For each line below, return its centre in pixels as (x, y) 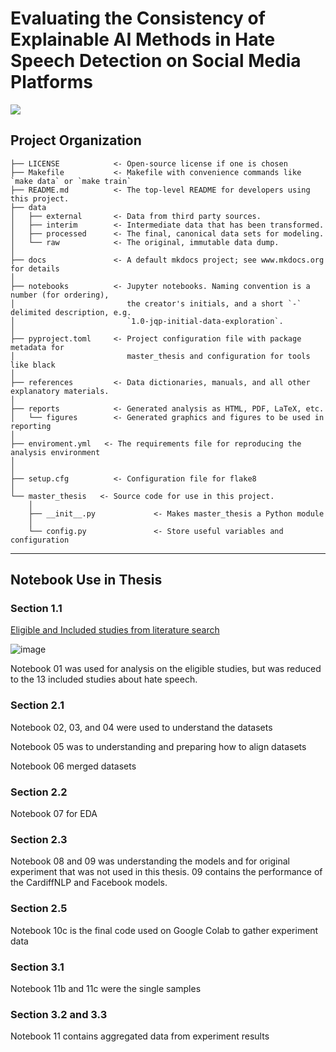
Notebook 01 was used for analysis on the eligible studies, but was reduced (166, 669)
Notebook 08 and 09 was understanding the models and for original (150, 861)
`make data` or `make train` (71, 181)
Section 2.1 (37, 705)
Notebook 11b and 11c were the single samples (106, 988)
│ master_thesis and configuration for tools (160, 356)
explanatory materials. (60, 391)
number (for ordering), (60, 295)
